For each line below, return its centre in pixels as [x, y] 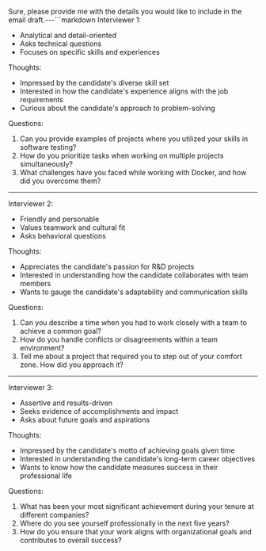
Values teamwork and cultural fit [72, 228]
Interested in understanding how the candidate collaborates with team [134, 275]
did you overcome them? [60, 181]
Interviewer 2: [31, 204]
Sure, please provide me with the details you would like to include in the [125, 11]
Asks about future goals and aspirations [85, 420]
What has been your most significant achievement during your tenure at [137, 506]
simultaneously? [46, 164]
